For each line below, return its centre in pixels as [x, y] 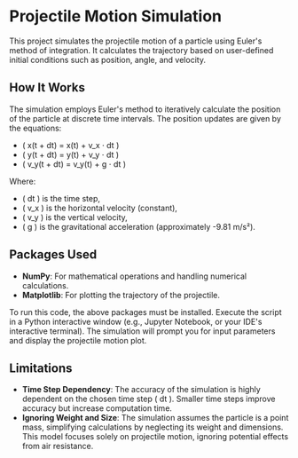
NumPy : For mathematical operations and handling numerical [134, 276]
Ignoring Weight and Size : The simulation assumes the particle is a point [155, 418]
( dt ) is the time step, [61, 198]
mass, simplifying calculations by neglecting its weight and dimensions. [153, 427]
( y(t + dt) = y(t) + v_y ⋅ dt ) [71, 154]
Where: [23, 181]
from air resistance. [58, 446]
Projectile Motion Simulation [116, 16]
